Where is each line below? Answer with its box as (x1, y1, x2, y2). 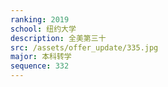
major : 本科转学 (10, 52, 72, 62)
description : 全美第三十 (10, 33, 107, 43)
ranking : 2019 (10, 14, 70, 25)
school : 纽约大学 (10, 24, 77, 34)
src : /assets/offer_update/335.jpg (10, 42, 159, 53)
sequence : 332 (10, 61, 70, 71)
